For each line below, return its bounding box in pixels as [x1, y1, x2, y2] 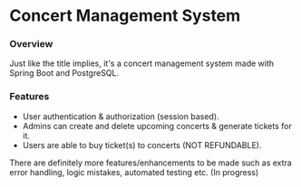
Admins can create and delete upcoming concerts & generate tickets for [22, 120, 292, 131]
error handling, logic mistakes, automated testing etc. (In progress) [9, 166, 259, 177]
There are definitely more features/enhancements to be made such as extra [9, 157, 292, 168]
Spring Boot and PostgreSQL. [9, 68, 120, 79]
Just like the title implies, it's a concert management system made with [9, 58, 275, 69]
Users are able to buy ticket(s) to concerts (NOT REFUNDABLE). [22, 139, 262, 150]
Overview [9, 38, 53, 51]
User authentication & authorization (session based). [22, 110, 219, 122]
